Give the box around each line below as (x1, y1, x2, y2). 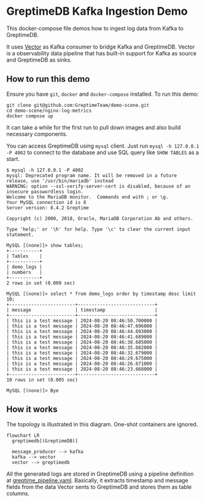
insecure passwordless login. (6, 189, 84, 195)
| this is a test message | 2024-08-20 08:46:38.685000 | (6, 339, 158, 345)
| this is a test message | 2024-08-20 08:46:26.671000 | (6, 361, 158, 367)
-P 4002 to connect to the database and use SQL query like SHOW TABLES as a (6, 149, 199, 156)
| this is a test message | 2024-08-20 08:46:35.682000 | (6, 344, 158, 351)
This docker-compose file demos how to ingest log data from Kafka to (6, 25, 184, 32)
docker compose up (6, 112, 53, 119)
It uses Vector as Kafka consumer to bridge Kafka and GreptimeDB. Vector (6, 43, 195, 50)
